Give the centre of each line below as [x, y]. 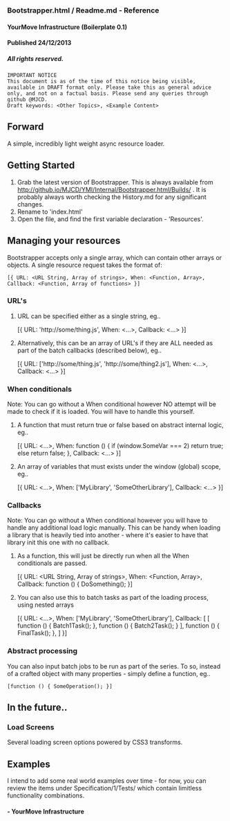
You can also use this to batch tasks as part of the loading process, [113, 598]
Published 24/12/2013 [39, 43]
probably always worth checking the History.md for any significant [112, 197]
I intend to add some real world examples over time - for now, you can [107, 781]
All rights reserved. [36, 58]
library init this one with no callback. [59, 542]
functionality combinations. [46, 795]
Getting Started [41, 165]
